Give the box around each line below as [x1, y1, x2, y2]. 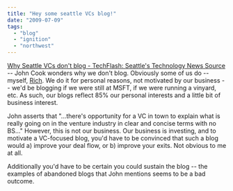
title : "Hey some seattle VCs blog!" [7, 10, 117, 17]
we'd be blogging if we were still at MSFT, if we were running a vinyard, [11, 84, 217, 92]
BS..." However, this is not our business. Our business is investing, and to [7, 126, 217, 135]
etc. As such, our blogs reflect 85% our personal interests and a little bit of [7, 91, 221, 99]
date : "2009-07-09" [7, 17, 64, 24]
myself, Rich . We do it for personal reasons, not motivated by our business [7, 76, 220, 84]
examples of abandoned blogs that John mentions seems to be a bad [7, 169, 206, 178]
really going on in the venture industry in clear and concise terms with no [7, 119, 217, 127]
